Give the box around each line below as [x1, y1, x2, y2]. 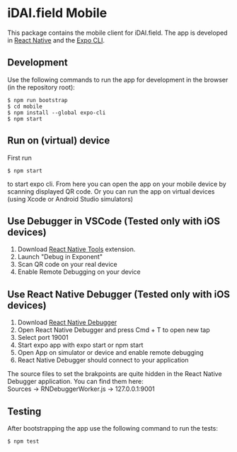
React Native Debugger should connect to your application [17, 356, 189, 365]
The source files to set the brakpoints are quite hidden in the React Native [7, 370, 222, 378]
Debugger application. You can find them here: [7, 377, 144, 386]
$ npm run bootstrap [7, 97, 69, 104]
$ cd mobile [7, 103, 42, 110]
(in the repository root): [7, 83, 76, 92]
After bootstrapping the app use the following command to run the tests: [7, 424, 218, 432]
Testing [7, 405, 42, 417]
